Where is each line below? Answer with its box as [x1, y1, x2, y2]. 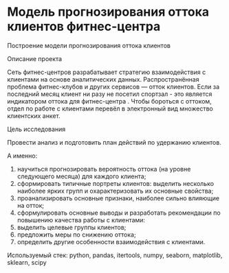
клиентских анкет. [7, 111, 61, 120]
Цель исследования [7, 125, 66, 133]
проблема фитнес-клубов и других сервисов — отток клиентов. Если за [7, 82, 220, 91]
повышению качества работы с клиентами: [17, 215, 146, 224]
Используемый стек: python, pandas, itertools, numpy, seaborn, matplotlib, [7, 251, 223, 259]
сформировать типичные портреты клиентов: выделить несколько [17, 179, 215, 187]
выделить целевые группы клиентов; [17, 223, 127, 231]
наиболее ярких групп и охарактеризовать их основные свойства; [17, 187, 214, 195]
